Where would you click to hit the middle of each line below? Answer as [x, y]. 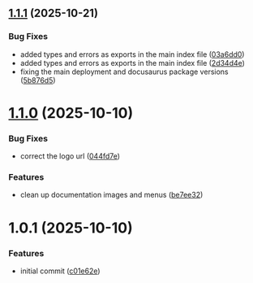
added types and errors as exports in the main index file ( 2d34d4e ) [133, 63]
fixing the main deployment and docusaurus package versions [124, 72]
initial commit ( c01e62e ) [60, 271]
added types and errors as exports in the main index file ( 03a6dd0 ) [132, 54]
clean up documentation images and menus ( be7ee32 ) [111, 195]
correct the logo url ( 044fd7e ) [70, 156]
